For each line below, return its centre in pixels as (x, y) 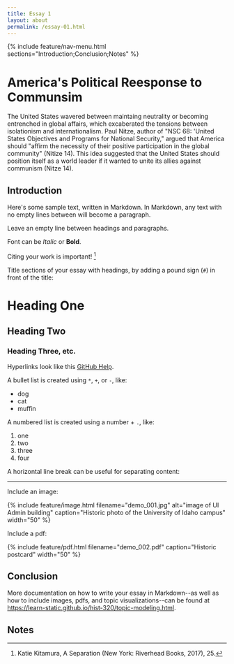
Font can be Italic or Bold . (44, 242)
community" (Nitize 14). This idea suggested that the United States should (114, 154)
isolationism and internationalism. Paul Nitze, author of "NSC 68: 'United (111, 131)
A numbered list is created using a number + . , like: (81, 422)
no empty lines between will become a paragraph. (79, 215)
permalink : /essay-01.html (46, 27)
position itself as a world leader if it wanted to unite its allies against (104, 161)
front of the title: (31, 277)
